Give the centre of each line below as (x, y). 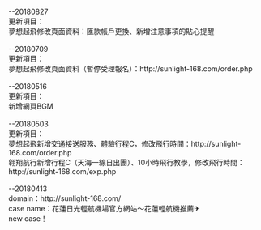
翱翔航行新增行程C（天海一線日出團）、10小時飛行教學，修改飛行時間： (126, 162)
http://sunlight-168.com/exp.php (62, 171)
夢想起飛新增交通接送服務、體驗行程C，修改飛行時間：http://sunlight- (125, 144)
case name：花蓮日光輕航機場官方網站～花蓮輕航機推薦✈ (104, 209)
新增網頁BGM (31, 106)
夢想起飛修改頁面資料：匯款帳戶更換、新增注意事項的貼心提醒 (111, 31)
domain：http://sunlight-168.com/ (65, 198)
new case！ (28, 219)
